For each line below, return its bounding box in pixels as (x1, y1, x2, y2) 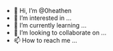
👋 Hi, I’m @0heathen (13, 7, 72, 14)
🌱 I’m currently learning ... (13, 21, 87, 29)
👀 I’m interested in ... (13, 14, 72, 22)
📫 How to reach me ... (13, 37, 77, 44)
